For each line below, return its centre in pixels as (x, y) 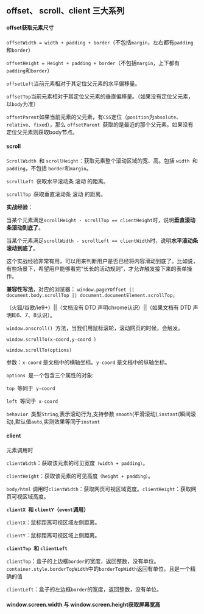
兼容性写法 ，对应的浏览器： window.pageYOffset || (71, 289)
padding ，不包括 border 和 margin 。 (49, 168)
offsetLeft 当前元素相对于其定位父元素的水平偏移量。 (73, 83)
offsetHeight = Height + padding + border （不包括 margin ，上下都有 (93, 63)
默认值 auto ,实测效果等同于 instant (58, 421)
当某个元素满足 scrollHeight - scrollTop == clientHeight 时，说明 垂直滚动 (101, 220)
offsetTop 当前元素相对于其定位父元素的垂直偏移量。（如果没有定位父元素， (100, 96)
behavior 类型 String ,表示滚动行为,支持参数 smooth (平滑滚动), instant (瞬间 (98, 414)
